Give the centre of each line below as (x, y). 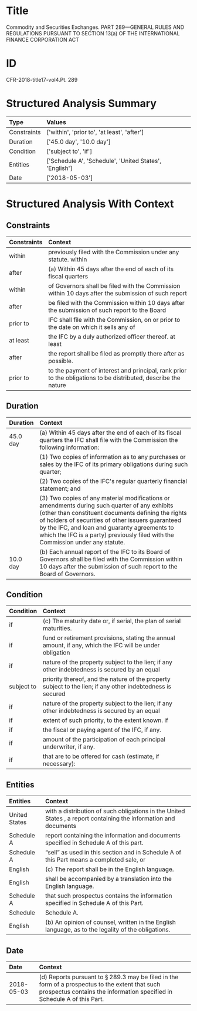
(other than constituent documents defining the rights (113, 513)
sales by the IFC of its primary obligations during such (114, 464)
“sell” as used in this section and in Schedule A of (113, 853)
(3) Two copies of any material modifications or (105, 498)
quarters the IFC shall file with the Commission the (109, 440)
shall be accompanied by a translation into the (108, 879)
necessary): (59, 764)
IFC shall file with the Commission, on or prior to (114, 320)
